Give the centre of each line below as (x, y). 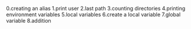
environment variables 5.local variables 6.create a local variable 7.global (93, 14)
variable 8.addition (29, 21)
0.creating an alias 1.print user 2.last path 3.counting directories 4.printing (96, 8)
